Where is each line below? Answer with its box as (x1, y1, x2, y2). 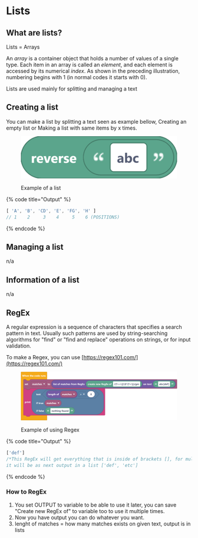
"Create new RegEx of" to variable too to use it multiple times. (14, 507, 165, 514)
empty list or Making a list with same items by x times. (6, 124, 137, 131)
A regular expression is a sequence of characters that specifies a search (6, 324, 183, 331)
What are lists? (6, 28, 62, 38)
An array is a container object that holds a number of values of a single (6, 55, 179, 62)
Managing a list (6, 242, 64, 252)
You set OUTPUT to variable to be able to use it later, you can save (14, 501, 177, 508)
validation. (6, 342, 31, 350)
